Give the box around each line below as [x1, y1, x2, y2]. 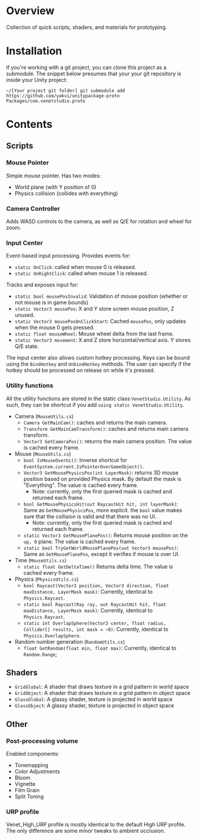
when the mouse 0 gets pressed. [14, 324, 95, 331]
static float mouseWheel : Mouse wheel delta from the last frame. [14, 330, 174, 337]
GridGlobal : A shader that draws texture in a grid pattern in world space [14, 683, 189, 690]
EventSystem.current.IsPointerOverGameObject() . [23, 463, 144, 470]
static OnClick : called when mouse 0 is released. [14, 263, 137, 271]
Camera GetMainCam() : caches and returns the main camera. [23, 419, 168, 426]
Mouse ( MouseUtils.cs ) [14, 450, 71, 457]
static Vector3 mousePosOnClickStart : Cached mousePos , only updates [14, 318, 186, 325]
